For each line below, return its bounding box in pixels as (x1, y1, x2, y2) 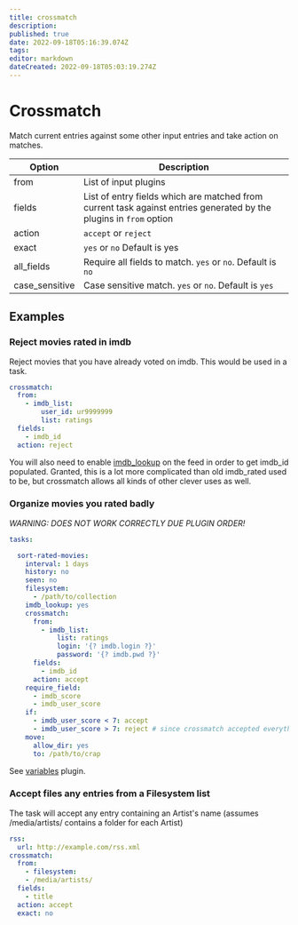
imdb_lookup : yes (25, 601, 90, 610)
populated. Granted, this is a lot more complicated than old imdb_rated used (9, 466, 287, 476)
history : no (25, 568, 69, 577)
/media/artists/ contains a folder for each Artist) (9, 817, 184, 827)
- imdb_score (32, 691, 82, 700)
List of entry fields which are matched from (83, 190, 263, 203)
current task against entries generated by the (83, 201, 272, 213)
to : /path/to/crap (32, 749, 101, 758)
